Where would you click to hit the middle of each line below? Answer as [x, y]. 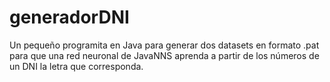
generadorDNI [69, 17]
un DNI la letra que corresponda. [76, 66]
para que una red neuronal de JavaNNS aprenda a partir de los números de [164, 55]
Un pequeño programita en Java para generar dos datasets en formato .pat [164, 45]
